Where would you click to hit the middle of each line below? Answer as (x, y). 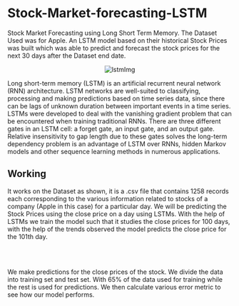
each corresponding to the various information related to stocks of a (108, 198)
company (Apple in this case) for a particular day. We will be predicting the (117, 206)
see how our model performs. (51, 295)
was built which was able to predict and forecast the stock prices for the (113, 48)
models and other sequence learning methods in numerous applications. (114, 151)
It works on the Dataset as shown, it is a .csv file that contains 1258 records (118, 191)
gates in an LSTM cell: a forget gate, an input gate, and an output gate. (111, 128)
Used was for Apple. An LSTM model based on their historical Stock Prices (117, 40)
